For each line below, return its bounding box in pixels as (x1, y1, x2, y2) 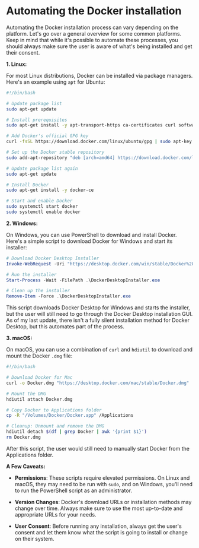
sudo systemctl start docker (6, 204, 78, 210)
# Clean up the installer (6, 288, 70, 294)
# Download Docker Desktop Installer (6, 255, 99, 261)
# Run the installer (6, 271, 57, 277)
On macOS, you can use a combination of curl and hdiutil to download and (6, 346, 193, 353)
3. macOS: (6, 334, 33, 342)
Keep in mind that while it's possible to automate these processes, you (6, 36, 178, 43)
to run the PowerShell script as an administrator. (14, 487, 132, 494)
